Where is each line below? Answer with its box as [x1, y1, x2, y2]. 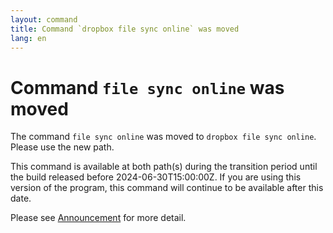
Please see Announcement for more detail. [10, 212, 187, 224]
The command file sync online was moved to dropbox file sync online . [10, 131, 317, 143]
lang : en [10, 33, 47, 43]
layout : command [10, 14, 78, 25]
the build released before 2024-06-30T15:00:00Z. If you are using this [10, 171, 302, 183]
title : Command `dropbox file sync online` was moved [10, 24, 240, 34]
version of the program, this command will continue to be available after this [10, 182, 324, 194]
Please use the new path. [10, 141, 115, 153]
